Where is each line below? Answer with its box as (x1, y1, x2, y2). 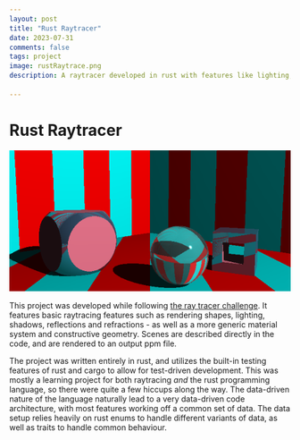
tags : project (9, 52, 62, 62)
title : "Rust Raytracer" (9, 23, 102, 33)
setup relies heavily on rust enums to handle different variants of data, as (9, 412, 279, 423)
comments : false (9, 43, 70, 52)
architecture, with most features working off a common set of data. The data (9, 402, 291, 413)
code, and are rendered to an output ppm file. (9, 338, 177, 349)
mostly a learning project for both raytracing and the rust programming (9, 374, 271, 385)
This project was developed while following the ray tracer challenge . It (9, 300, 268, 310)
